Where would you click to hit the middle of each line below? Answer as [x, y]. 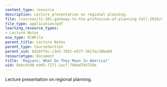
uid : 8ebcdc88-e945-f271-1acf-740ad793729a [51, 65]
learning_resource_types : [32, 28]
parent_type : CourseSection [34, 47]
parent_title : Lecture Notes [35, 42]
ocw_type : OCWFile [24, 38]
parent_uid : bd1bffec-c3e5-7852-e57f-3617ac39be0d [59, 51]
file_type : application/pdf [34, 24]
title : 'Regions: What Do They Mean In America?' [58, 61]
